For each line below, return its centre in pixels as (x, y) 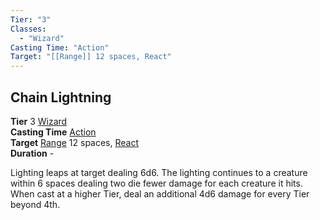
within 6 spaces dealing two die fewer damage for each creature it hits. (156, 183)
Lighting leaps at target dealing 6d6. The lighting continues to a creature (159, 172)
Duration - (32, 153)
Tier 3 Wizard (39, 121)
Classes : (28, 29)
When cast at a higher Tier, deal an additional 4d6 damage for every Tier (160, 193)
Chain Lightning (61, 97)
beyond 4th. (35, 204)
